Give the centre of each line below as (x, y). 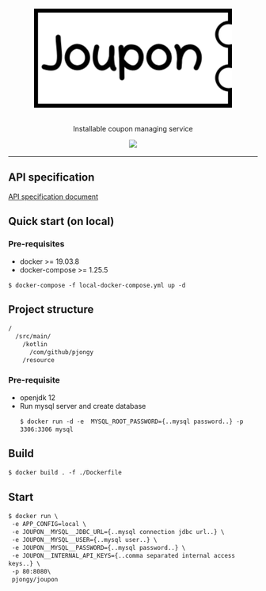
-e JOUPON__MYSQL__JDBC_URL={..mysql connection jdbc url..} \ (118, 532)
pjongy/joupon (35, 580)
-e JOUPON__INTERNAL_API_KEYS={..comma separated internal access (123, 556)
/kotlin (35, 345)
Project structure (51, 309)
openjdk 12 (38, 397)
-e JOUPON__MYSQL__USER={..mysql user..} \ (84, 540)
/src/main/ (33, 337)
